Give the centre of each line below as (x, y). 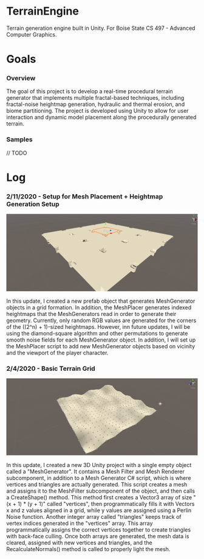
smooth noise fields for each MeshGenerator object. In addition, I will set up (101, 340)
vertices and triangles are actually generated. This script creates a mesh (97, 485)
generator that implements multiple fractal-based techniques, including (95, 98)
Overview (21, 79)
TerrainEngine (42, 11)
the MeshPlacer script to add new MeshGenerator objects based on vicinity (101, 346)
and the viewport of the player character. (57, 353)
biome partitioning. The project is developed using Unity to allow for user (98, 111)
